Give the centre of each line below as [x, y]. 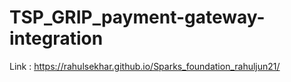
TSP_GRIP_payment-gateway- [137, 17]
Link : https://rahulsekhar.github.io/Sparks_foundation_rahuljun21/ [145, 66]
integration [56, 38]
